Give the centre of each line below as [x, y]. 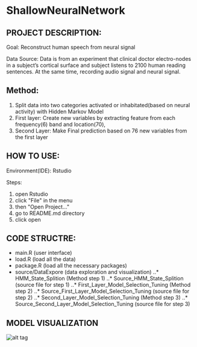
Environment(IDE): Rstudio [39, 170]
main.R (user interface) [43, 253]
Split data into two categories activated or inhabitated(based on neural [102, 105]
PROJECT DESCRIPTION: [54, 33]
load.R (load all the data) [45, 259]
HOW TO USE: [33, 156]
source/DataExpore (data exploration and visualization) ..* [87, 272]
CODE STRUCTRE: [41, 239]
